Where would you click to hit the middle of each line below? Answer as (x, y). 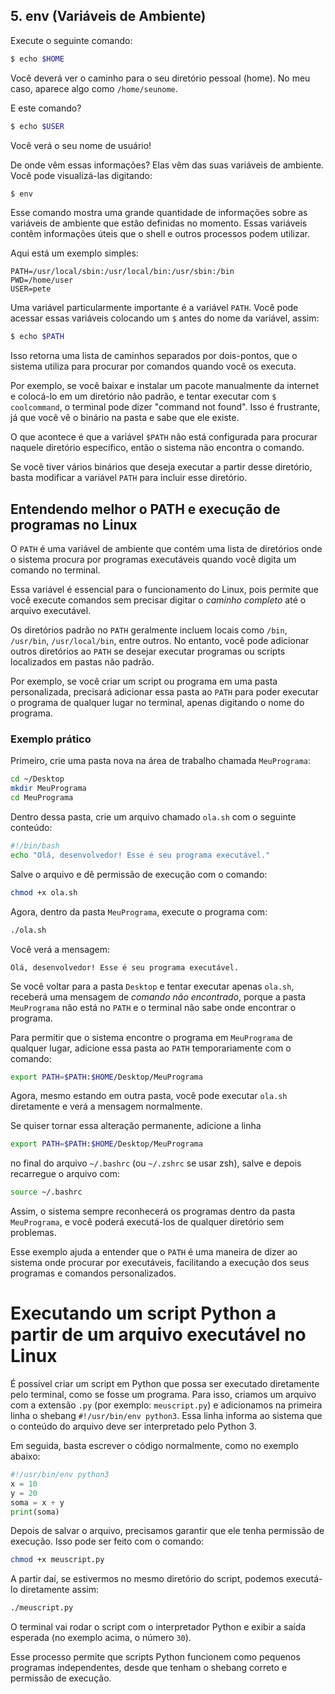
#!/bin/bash (35, 846)
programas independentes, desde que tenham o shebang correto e (149, 1668)
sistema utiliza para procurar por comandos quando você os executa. (153, 366)
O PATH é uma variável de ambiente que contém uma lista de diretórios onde (166, 549)
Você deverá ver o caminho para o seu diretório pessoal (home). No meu (160, 78)
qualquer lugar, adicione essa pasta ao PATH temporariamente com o (151, 1048)
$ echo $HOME (37, 59)
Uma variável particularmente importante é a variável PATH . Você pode (154, 308)
